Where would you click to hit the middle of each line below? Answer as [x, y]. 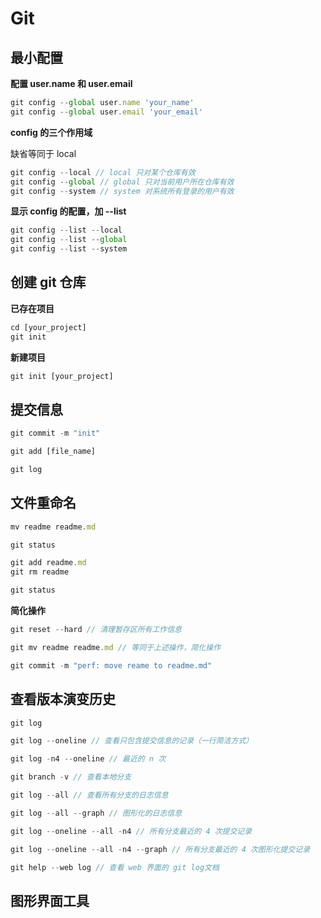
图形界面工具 [50, 900]
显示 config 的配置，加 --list [68, 211]
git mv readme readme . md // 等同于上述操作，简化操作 [116, 647]
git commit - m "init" [55, 433]
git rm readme [40, 572]
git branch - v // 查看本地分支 [71, 777]
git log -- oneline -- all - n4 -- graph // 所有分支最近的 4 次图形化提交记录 [160, 849]
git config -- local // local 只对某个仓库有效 [103, 172]
